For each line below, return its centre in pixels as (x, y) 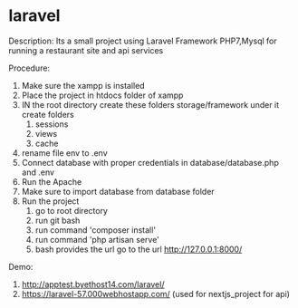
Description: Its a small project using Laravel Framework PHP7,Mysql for (143, 41)
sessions (52, 124)
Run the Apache (52, 181)
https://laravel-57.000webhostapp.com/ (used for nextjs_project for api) (156, 294)
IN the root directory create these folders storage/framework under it (150, 104)
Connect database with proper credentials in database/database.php (150, 162)
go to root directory (71, 210)
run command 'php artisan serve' (97, 239)
